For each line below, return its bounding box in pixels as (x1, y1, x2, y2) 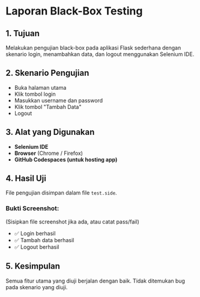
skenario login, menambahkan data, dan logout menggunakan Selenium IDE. (5, 51, 195, 58)
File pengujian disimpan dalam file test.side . (5, 189, 118, 196)
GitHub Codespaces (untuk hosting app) (14, 155, 118, 163)
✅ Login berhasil (14, 230, 56, 237)
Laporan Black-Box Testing (5, 4, 143, 18)
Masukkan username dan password (14, 96, 103, 104)
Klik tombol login (14, 90, 56, 98)
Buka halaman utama (14, 84, 67, 91)
